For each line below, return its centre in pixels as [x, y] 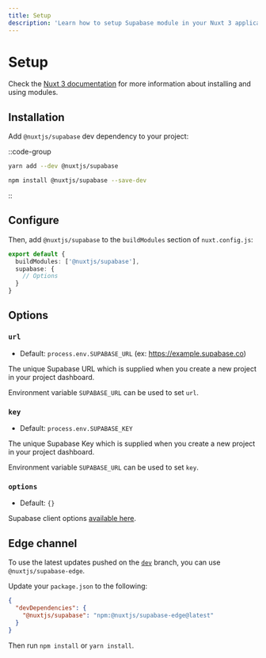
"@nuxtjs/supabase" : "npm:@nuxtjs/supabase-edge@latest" [118, 615]
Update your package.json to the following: [78, 586]
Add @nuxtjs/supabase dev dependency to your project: [99, 136]
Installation [36, 117]
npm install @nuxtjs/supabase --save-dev [78, 181]
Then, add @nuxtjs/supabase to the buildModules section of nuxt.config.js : [131, 239]
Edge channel [43, 543]
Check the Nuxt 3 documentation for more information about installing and [130, 84]
